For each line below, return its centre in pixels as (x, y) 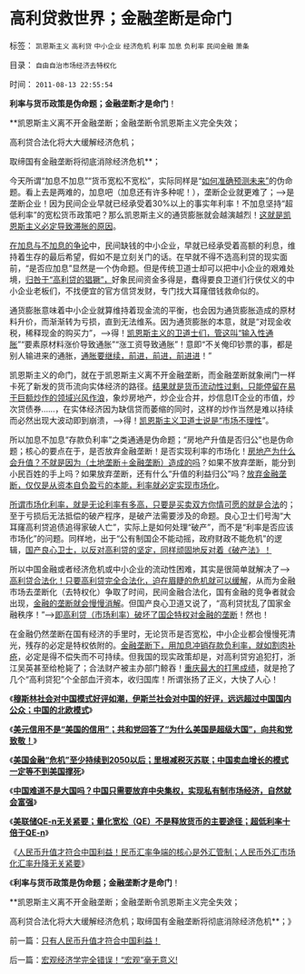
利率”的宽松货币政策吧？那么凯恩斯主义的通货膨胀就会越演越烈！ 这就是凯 (154, 214)
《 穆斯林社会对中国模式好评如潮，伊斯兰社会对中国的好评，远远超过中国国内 (151, 698)
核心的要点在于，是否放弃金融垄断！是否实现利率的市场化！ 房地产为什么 (160, 451)
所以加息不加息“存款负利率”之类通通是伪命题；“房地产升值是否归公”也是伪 (148, 439)
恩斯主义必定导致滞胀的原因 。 (65, 226)
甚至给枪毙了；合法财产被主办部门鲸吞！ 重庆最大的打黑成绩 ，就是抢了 (164, 668)
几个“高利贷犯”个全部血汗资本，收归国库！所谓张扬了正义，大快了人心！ (144, 679)
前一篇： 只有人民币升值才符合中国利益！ (85, 940)
